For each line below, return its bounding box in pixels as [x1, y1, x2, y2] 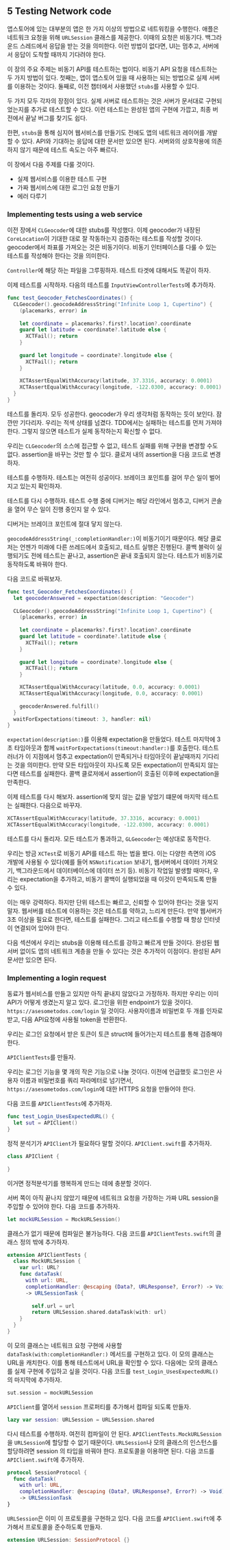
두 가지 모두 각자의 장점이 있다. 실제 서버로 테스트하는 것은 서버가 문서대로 [7, 96, 204, 105]
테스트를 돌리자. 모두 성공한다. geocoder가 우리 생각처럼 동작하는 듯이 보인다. [7, 410, 215, 418]
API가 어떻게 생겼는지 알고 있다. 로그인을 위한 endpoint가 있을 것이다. [7, 998, 193, 1006]
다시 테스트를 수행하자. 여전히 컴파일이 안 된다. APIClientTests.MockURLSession [7, 1429, 222, 1437]
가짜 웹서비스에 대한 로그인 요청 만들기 [16, 183, 120, 192]
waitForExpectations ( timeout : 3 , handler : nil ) [13, 715, 152, 723]
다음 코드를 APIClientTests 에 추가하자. [7, 1100, 112, 1108]
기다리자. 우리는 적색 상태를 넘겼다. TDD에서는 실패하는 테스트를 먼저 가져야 [19, 418, 222, 426]
